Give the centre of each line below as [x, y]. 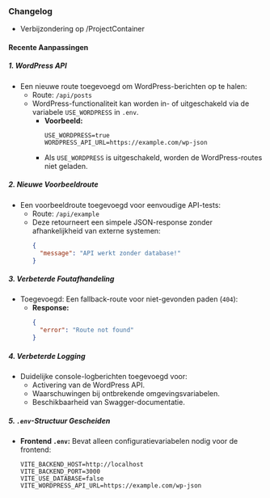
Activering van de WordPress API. [89, 385]
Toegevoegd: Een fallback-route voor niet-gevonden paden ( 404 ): [129, 299]
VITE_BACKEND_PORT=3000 [60, 471]
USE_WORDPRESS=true [77, 135]
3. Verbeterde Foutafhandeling [61, 279]
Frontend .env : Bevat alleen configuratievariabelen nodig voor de [129, 441]
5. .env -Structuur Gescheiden [59, 420]
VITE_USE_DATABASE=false [62, 479]
